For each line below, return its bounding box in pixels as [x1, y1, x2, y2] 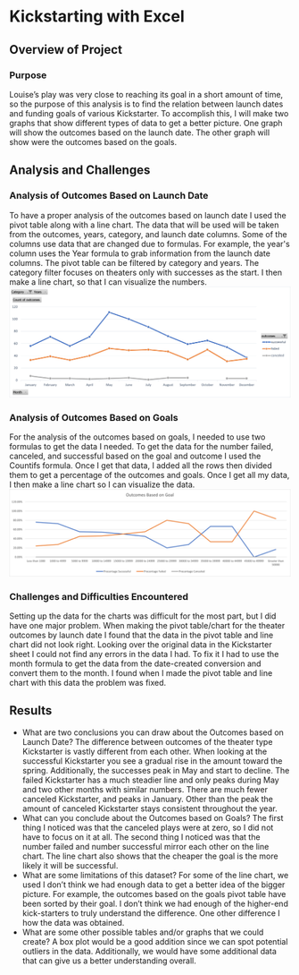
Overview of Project [9, 42, 123, 57]
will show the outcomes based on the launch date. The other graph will [9, 127, 270, 138]
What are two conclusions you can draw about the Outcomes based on [21, 727, 284, 738]
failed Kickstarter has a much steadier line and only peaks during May [21, 774, 279, 785]
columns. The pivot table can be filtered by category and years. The [9, 257, 260, 268]
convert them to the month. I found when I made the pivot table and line [9, 668, 273, 679]
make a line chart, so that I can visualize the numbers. [9, 276, 207, 287]
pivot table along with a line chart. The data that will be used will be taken [9, 219, 279, 230]
